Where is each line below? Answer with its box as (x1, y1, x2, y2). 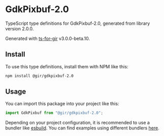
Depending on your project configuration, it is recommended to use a (5, 120, 150, 126)
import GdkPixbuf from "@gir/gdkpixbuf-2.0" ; (5, 110, 103, 116)
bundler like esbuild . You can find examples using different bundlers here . (5, 125, 160, 131)
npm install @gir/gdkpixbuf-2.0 (5, 73, 74, 78)
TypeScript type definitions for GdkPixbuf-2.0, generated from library (5, 20, 150, 26)
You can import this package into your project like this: (5, 101, 119, 107)
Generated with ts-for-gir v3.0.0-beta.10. (5, 35, 90, 41)
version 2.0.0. (5, 25, 34, 31)
